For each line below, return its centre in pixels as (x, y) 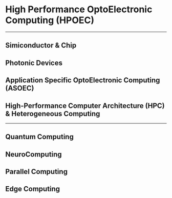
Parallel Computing (37, 172)
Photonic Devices (34, 63)
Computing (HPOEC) (50, 20)
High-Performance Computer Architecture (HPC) (85, 106)
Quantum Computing (40, 137)
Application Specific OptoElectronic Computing (83, 80)
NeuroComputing (34, 154)
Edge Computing (33, 189)
